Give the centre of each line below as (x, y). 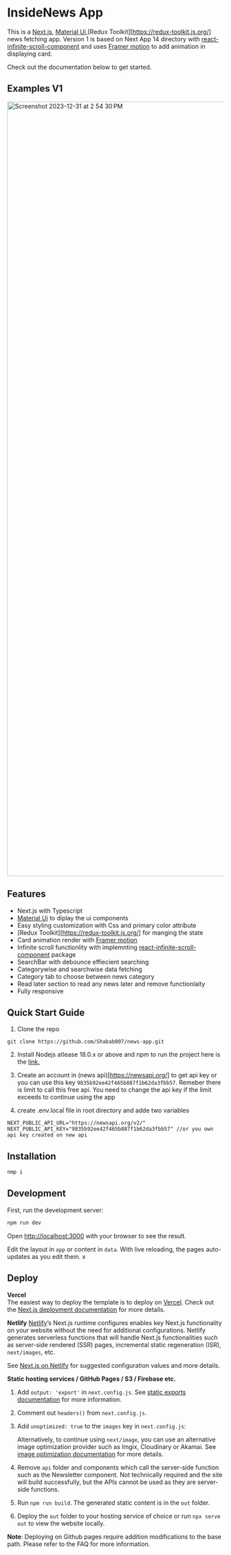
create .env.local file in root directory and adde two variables (103, 1110)
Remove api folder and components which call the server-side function (118, 1467)
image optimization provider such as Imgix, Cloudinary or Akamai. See (117, 1446)
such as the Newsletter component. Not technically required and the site (120, 1474)
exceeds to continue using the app (66, 1097)
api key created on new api (47, 1135)
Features (26, 894)
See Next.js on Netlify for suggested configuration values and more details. (113, 1365)
